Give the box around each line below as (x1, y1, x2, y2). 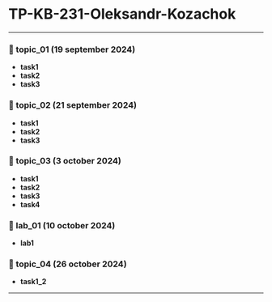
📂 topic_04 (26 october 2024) (8, 258, 127, 270)
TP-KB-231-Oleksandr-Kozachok (8, 5, 236, 23)
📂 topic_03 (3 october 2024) (8, 155, 121, 167)
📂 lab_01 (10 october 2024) (8, 219, 116, 231)
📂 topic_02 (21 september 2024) (8, 100, 138, 111)
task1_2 (19, 277, 47, 287)
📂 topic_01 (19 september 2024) (8, 44, 136, 55)
